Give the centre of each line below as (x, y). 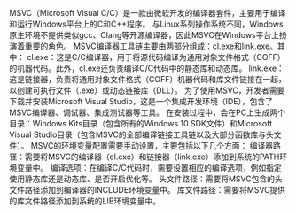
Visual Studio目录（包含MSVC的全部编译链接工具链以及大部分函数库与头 (142, 134)
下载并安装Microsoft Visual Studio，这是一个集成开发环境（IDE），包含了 (141, 101)
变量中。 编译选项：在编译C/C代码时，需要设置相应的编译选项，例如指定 (149, 168)
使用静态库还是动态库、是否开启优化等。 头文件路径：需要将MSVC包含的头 (146, 179)
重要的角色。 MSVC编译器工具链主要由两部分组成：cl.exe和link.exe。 (151, 46)
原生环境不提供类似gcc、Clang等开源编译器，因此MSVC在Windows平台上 (144, 35)
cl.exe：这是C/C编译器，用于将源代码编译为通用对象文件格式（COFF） (156, 57)
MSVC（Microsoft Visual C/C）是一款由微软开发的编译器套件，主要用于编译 (148, 13)
